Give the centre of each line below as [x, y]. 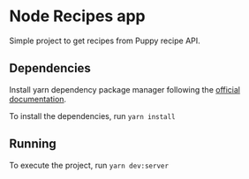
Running [33, 144]
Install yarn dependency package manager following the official [125, 89]
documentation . [38, 99]
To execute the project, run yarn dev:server [89, 165]
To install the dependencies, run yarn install [92, 116]
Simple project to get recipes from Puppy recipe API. [105, 41]
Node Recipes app [77, 16]
